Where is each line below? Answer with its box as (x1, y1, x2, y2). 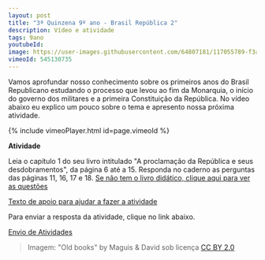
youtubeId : (8, 41, 44, 49)
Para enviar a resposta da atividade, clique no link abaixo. (8, 212, 196, 221)
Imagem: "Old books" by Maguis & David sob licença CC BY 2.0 (27, 242, 235, 252)
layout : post (8, 11, 51, 20)
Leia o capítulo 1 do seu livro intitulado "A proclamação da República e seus (8, 156, 254, 165)
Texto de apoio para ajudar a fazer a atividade (8, 196, 158, 206)
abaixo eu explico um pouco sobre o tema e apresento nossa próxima (8, 102, 235, 111)
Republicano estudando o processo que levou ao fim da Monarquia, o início (8, 85, 254, 95)
